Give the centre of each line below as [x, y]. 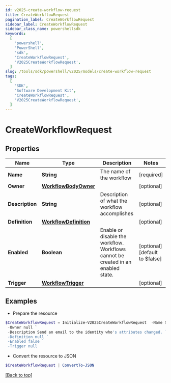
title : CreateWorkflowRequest [37, 15]
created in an [116, 262]
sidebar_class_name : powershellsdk [43, 29]
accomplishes [117, 213]
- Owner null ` [22, 327]
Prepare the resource [35, 313]
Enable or [111, 230]
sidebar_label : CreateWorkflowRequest [46, 24]
